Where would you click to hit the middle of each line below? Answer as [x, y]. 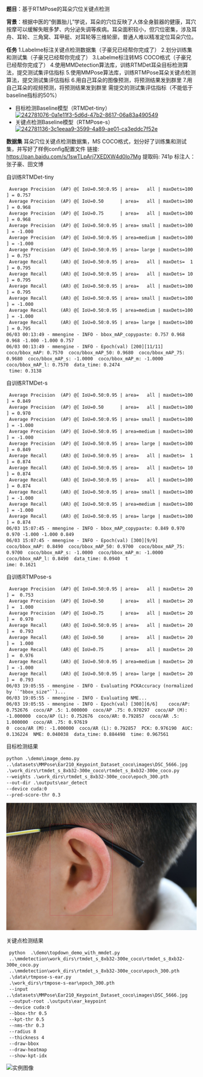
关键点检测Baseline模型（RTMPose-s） [64, 122]
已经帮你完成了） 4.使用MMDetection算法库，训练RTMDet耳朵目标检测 [95, 65]
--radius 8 [22, 1032]
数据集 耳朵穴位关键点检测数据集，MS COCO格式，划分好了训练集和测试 [97, 141]
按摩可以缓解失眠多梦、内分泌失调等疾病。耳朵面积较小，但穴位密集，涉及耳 [101, 29]
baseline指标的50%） [33, 95]
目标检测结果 [22, 746]
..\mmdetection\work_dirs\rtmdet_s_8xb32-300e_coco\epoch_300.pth [94, 971]
